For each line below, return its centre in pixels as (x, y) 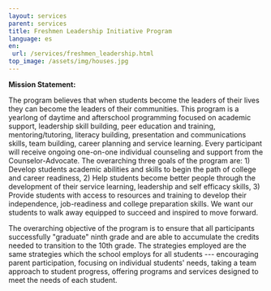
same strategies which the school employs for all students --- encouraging (133, 254)
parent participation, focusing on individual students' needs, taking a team (133, 263)
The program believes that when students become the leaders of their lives (134, 100)
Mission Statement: (42, 84)
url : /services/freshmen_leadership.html (83, 54)
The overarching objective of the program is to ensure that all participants (132, 228)
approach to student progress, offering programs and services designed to (133, 271)
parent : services (38, 24)
